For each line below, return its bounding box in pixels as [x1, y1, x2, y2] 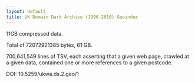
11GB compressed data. [6, 30, 63, 37]
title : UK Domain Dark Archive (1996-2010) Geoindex [6, 14, 138, 20]
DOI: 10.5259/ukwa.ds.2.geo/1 [6, 70, 80, 77]
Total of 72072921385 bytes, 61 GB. [6, 41, 92, 49]
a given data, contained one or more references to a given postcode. [6, 59, 173, 66]
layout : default [6, 8, 46, 15]
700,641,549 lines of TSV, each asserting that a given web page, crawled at [6, 53, 190, 60]
